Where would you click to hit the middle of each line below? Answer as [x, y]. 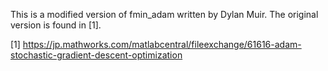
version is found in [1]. [56, 25]
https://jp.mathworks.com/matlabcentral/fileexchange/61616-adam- [162, 44]
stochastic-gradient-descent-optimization [96, 55]
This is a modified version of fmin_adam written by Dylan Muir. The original [164, 14]
